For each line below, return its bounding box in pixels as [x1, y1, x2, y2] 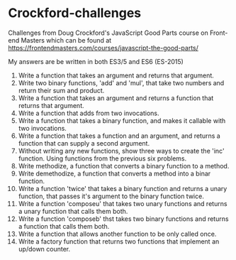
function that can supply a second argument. [18, 139, 150, 147]
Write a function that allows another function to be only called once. [18, 229, 217, 238]
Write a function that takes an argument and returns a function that [18, 94, 214, 102]
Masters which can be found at [21, 36, 112, 44]
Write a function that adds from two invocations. [18, 109, 159, 117]
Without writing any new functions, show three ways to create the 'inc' [18, 146, 225, 155]
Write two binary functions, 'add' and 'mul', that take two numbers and [18, 78, 225, 87]
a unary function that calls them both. [18, 207, 128, 215]
